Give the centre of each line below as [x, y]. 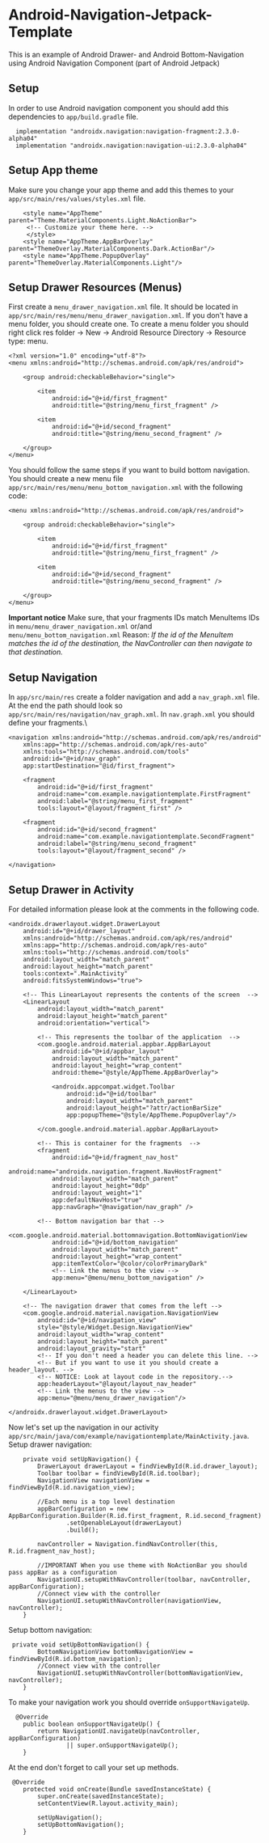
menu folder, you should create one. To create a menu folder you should [128, 324]
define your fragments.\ [48, 723]
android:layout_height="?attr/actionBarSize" [144, 1108]
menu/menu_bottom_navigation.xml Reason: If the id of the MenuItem [121, 635]
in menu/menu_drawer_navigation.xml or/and [80, 626]
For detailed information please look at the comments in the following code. [134, 909]
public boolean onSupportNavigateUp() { [92, 1724]
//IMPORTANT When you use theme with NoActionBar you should [143, 1566]
